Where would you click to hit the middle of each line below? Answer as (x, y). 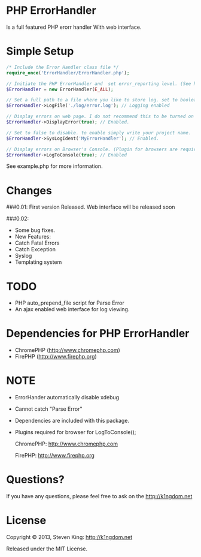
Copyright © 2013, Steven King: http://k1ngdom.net (69, 537)
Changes (29, 190)
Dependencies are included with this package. (72, 421)
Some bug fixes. (35, 230)
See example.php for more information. (54, 166)
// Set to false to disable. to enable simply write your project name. (99, 133)
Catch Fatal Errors (37, 243)
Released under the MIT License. (47, 549)
